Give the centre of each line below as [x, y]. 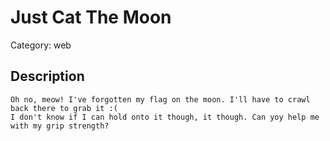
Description [47, 76]
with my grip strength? [60, 126]
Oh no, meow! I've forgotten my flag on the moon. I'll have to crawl [160, 99]
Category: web [41, 45]
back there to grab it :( [64, 108]
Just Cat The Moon [91, 17]
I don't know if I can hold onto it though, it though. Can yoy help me [165, 117]
